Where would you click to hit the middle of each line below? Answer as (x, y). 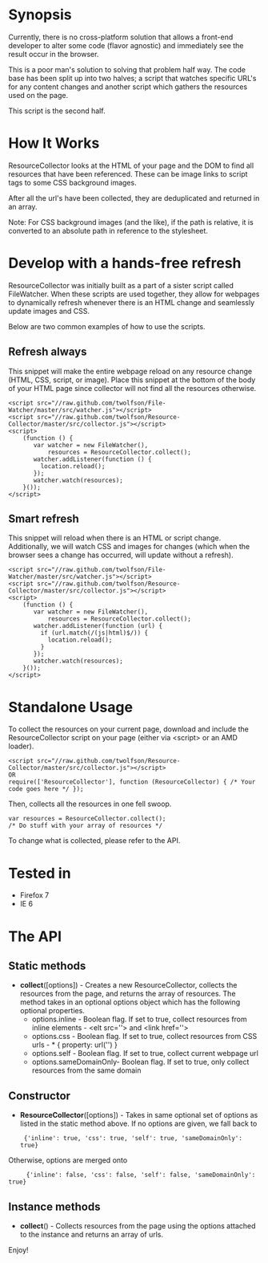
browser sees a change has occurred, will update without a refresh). (121, 555)
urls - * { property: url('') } (74, 1045)
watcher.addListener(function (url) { (98, 626)
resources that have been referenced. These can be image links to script (128, 173)
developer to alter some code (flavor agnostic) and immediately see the (126, 45)
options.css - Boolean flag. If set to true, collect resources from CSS (144, 1037)
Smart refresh (44, 519)
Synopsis (40, 15)
